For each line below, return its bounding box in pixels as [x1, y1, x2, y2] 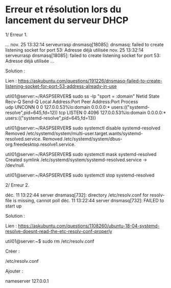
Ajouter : [5, 268, 23, 274]
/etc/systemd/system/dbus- [63, 136, 123, 142]
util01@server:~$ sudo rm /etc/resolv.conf [5, 238, 94, 244]
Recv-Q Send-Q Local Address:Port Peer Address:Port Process [5, 99, 138, 105]
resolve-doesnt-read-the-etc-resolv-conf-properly [5, 228, 112, 234]
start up [5, 203, 22, 209]
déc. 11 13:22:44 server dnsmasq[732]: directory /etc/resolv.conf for [5, 191, 149, 198]
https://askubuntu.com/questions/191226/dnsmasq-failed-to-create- [17, 78, 162, 84]
